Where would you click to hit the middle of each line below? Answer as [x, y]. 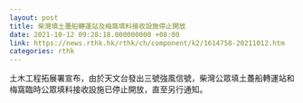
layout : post [34, 18]
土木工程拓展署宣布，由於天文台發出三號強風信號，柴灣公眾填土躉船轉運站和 [152, 79]
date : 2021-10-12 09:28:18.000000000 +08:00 [95, 34]
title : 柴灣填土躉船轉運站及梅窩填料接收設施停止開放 [98, 26]
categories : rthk [42, 51]
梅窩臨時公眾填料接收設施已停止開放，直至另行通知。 [109, 89]
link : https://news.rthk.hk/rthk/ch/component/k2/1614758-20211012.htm [147, 43]
